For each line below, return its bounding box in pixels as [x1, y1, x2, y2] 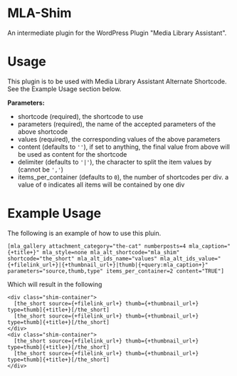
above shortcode [17, 127, 68, 136]
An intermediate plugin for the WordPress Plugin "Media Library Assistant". [7, 28, 227, 37]
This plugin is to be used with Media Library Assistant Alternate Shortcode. [7, 77, 227, 85]
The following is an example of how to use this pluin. [7, 229, 162, 237]
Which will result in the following [7, 280, 102, 288]
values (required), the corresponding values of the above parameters [17, 135, 221, 143]
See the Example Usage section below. [7, 84, 122, 93]
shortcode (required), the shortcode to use [17, 112, 144, 120]
